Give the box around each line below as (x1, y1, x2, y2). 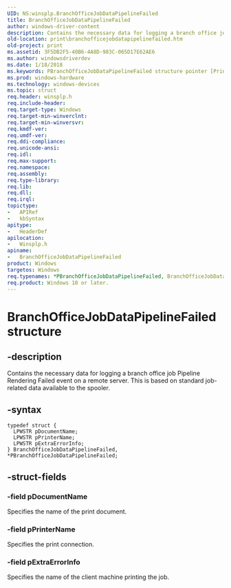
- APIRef (7, 209, 38, 216)
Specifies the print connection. (7, 540, 95, 549)
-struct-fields (7, 471, 67, 483)
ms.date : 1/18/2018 (7, 61, 63, 68)
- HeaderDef (7, 228, 48, 235)
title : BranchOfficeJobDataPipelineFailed (7, 17, 131, 23)
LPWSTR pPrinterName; (13, 434, 76, 441)
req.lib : (7, 183, 32, 190)
